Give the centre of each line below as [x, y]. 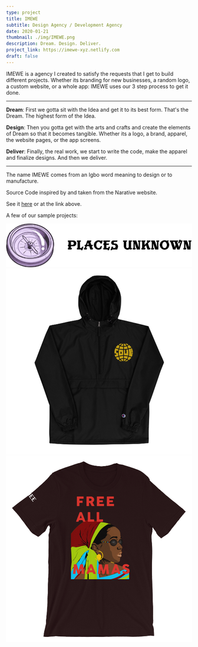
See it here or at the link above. [44, 203]
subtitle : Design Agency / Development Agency [64, 25]
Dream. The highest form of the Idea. [51, 116]
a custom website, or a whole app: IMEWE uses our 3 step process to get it [97, 86]
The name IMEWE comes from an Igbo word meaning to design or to [89, 174]
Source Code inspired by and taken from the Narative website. [82, 192]
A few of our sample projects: [42, 215]
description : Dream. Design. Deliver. [54, 44]
